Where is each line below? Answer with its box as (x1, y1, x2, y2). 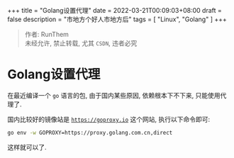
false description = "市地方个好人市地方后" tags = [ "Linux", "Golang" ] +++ (7, 15, 227, 23)
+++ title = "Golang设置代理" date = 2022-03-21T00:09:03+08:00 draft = (7, 6, 222, 14)
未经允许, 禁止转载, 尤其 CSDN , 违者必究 (24, 39, 138, 47)
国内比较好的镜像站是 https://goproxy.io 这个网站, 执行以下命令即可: (7, 115, 211, 123)
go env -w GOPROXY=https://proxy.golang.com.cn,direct (7, 129, 173, 136)
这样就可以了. (7, 142, 48, 151)
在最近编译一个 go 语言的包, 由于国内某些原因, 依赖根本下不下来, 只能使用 (7, 91, 221, 99)
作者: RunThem (24, 30, 69, 38)
